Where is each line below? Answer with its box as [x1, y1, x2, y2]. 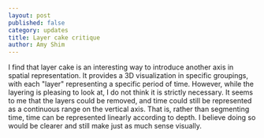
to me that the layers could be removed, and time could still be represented [8, 96, 252, 106]
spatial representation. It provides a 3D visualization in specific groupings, [8, 71, 248, 80]
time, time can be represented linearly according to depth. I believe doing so [8, 113, 256, 122]
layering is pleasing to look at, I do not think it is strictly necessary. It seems [8, 88, 254, 97]
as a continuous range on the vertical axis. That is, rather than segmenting [8, 104, 250, 114]
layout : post [8, 11, 51, 20]
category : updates [8, 26, 69, 34]
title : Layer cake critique [8, 33, 101, 42]
